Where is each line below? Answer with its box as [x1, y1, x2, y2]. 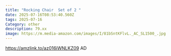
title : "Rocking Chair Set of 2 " [5, 7, 81, 13]
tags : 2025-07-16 [5, 17, 42, 22]
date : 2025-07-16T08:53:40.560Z [5, 12, 74, 17]
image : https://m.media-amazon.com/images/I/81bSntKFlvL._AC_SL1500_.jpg [5, 31, 166, 36]
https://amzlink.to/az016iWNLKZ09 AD [5, 45, 87, 51]
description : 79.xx [5, 26, 47, 32]
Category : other [5, 21, 40, 27]
